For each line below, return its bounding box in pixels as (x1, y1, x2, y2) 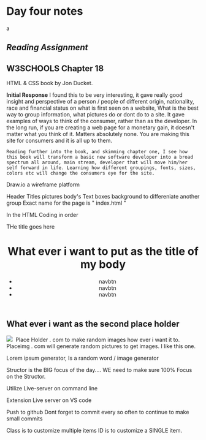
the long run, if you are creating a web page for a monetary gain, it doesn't (6, 124, 195, 131)
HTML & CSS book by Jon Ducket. (6, 80, 93, 87)
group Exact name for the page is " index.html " (6, 199, 127, 207)
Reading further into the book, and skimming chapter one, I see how (6, 149, 188, 155)
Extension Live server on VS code (6, 396, 92, 404)
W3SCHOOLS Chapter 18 (6, 63, 104, 74)
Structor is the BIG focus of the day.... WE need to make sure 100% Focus (6, 366, 193, 373)
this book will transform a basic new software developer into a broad (6, 154, 193, 161)
